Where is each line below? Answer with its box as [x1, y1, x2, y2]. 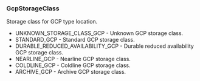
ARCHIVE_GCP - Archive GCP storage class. [15, 68, 126, 76]
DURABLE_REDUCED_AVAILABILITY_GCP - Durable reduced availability [15, 42, 195, 50]
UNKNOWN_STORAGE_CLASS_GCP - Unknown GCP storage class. [15, 30, 184, 37]
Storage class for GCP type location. [6, 18, 98, 25]
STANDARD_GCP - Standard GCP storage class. [15, 36, 135, 44]
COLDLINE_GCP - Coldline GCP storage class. [15, 62, 131, 69]
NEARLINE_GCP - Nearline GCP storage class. [15, 56, 131, 63]
